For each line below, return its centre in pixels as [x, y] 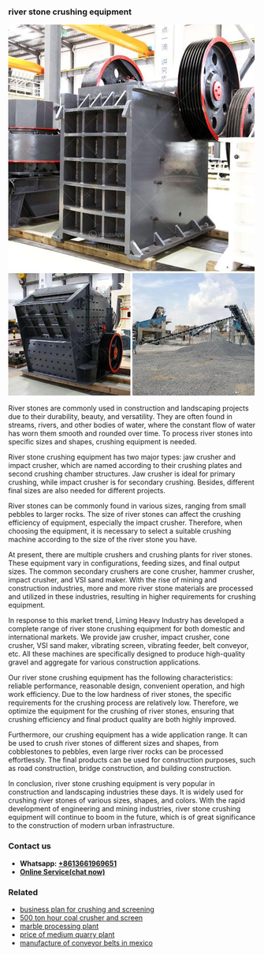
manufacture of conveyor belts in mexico [86, 942]
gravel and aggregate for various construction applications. [104, 662]
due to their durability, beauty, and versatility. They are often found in [120, 417]
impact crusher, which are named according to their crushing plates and [125, 466]
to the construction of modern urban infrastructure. [91, 826]
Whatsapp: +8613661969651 [68, 863]
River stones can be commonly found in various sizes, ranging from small [127, 506]
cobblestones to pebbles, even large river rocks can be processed [116, 751]
